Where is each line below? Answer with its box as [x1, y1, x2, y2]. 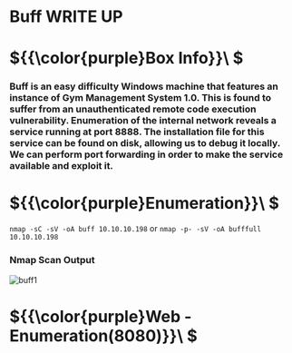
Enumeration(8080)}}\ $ [9, 325, 198, 346]
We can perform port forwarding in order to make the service [9, 148, 284, 161]
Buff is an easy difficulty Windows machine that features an [9, 80, 278, 93]
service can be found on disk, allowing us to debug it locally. [9, 137, 281, 150]
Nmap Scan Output [9, 254, 95, 267]
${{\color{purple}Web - [9, 306, 192, 327]
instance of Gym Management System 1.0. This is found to [9, 92, 272, 104]
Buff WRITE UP [9, 6, 123, 27]
